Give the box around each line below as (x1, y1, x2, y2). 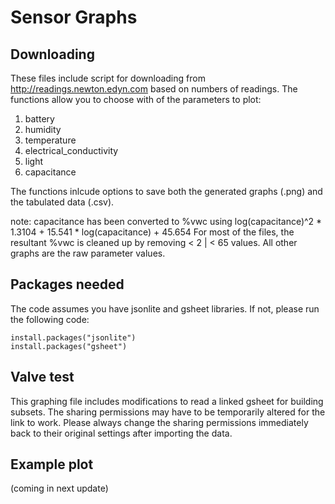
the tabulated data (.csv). (10, 196, 115, 208)
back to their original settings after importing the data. (10, 427, 233, 439)
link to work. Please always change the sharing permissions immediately (10, 416, 309, 428)
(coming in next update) (10, 482, 109, 495)
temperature (24, 134, 77, 146)
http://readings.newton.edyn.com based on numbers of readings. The (10, 83, 298, 95)
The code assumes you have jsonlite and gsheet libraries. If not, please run (10, 302, 320, 315)
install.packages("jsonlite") (10, 332, 137, 343)
